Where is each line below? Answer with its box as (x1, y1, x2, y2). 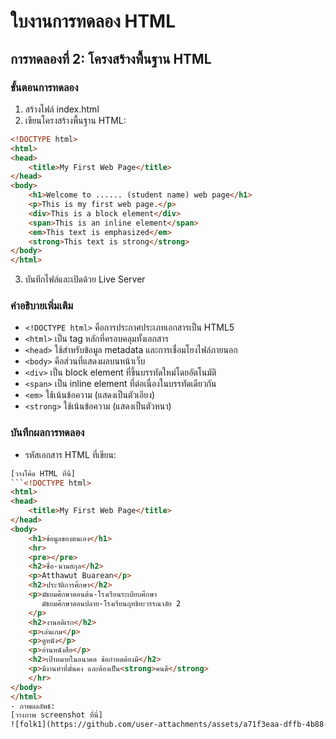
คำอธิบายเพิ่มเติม (10, 299, 74, 313)
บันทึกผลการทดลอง (10, 426, 85, 440)
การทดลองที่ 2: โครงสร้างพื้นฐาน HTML (10, 50, 212, 67)
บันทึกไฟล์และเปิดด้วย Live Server (24, 273, 146, 285)
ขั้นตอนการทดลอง (10, 80, 79, 94)
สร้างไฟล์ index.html (24, 103, 100, 115)
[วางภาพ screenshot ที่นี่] (10, 710, 103, 720)
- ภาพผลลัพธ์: (10, 701, 56, 711)
